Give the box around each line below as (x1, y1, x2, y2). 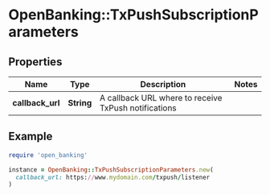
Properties (8, 55, 63, 68)
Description (140, 79, 186, 89)
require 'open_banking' (8, 151, 88, 159)
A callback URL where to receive (99, 93, 223, 103)
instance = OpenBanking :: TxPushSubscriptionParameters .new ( (8, 165, 215, 174)
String (67, 97, 92, 108)
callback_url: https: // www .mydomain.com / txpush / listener (15, 173, 211, 181)
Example (8, 130, 53, 143)
